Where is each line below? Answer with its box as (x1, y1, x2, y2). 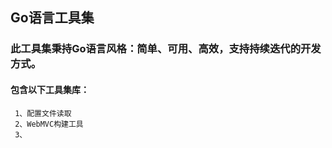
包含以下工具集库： (10, 83, 90, 95)
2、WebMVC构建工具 (14, 119, 84, 129)
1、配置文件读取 (14, 108, 72, 118)
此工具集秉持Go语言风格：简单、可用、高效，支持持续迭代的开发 (10, 42, 322, 56)
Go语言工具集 (10, 9, 95, 27)
